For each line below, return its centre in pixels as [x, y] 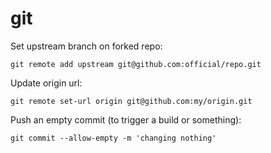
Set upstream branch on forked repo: [86, 46]
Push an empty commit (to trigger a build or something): [126, 119]
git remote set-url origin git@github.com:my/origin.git [131, 101]
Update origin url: [46, 83]
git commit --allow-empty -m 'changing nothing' [113, 138]
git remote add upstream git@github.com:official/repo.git [136, 64]
